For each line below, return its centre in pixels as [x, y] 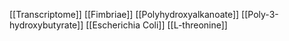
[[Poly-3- [260, 14]
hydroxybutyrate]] [46, 25]
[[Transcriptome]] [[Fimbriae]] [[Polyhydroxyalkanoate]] [124, 14]
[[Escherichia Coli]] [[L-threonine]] [156, 25]
